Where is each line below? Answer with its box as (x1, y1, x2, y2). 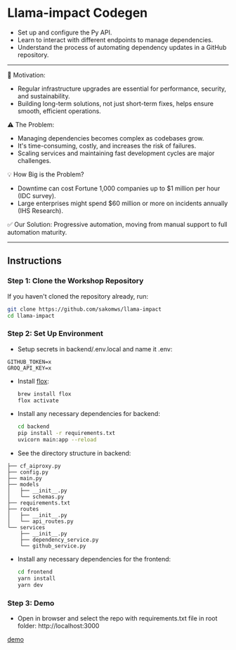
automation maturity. (7, 228, 67, 236)
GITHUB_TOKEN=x (7, 358, 52, 365)
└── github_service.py (20, 542, 86, 550)
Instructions (7, 255, 62, 267)
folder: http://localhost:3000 (17, 621, 100, 630)
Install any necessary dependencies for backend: (17, 410, 160, 418)
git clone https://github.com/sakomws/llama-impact (7, 306, 162, 313)
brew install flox (17, 390, 72, 398)
